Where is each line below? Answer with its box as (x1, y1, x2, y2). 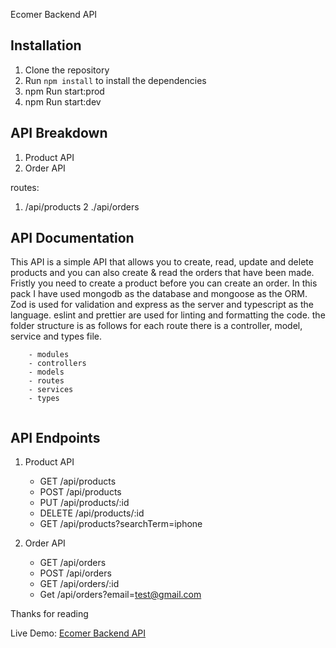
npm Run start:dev (24, 95, 102, 108)
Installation (10, 37, 82, 54)
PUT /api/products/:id (39, 497, 130, 509)
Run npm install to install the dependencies (24, 74, 207, 86)
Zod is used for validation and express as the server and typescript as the (10, 299, 314, 311)
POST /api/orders (39, 567, 112, 579)
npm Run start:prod (24, 85, 105, 97)
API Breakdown (10, 125, 108, 142)
